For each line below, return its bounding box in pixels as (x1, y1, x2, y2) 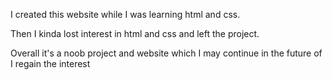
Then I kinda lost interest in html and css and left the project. (10, 28, 260, 39)
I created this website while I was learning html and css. (10, 9, 241, 20)
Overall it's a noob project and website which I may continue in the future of (10, 47, 323, 59)
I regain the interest (10, 58, 91, 69)
